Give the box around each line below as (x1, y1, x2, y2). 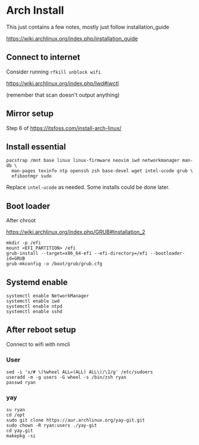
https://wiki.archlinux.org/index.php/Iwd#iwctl (6, 79, 119, 87)
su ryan (6, 407, 26, 413)
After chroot (6, 217, 36, 224)
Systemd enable (6, 277, 68, 287)
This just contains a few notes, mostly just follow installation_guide (6, 23, 170, 30)
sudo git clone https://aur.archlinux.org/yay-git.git (6, 418, 145, 423)
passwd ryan (6, 380, 36, 386)
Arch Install (6, 4, 64, 17)
